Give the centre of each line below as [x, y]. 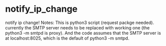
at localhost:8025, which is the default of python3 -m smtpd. [67, 38]
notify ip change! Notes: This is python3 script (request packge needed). [80, 23]
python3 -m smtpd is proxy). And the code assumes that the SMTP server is [83, 33]
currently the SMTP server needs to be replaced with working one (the [78, 27]
